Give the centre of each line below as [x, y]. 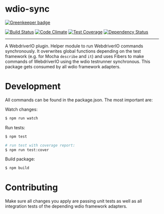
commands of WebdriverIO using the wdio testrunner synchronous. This [78, 61]
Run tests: [15, 127]
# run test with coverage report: [40, 145]
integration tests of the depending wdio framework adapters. [66, 206]
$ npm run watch [21, 118]
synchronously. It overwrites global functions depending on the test [73, 51]
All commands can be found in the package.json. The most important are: [79, 100]
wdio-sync [27, 9]
